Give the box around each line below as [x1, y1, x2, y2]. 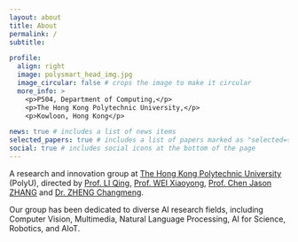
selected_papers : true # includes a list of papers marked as [9, 136, 244, 144]
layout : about [9, 12, 62, 22]
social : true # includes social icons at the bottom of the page [9, 144, 255, 153]
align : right [17, 62, 66, 71]
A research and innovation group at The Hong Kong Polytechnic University [9, 168, 282, 178]
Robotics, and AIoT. [9, 222, 81, 233]
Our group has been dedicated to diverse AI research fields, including [9, 204, 264, 215]
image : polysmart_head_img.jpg [17, 70, 133, 80]
